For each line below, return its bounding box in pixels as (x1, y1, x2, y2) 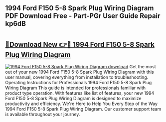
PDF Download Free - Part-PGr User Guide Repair (5, 12, 161, 20)
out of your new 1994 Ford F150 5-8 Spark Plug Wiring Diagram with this (5, 69, 154, 75)
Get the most (129, 64, 156, 69)
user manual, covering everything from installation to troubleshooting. (5, 74, 149, 80)
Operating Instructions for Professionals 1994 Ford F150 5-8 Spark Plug (5, 80, 152, 85)
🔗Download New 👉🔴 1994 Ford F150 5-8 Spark (5, 40, 155, 49)
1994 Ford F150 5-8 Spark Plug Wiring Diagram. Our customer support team (5, 106, 162, 112)
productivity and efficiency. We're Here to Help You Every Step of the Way (5, 101, 158, 107)
